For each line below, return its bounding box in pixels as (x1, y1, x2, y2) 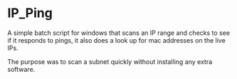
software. (7, 65, 36, 73)
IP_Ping (7, 5, 53, 21)
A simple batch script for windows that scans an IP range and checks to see (7, 28, 230, 37)
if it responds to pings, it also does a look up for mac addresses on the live (7, 36, 226, 44)
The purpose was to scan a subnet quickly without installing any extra (7, 57, 213, 65)
